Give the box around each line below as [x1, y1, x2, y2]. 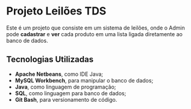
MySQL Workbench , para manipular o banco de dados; [14, 76, 154, 84]
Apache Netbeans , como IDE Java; [14, 70, 104, 78]
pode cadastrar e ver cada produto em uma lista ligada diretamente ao [6, 30, 183, 37]
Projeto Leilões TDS [6, 4, 107, 18]
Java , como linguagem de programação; [14, 83, 116, 90]
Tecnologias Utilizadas [6, 54, 94, 64]
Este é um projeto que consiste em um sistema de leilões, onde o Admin [6, 24, 186, 31]
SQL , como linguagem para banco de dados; [14, 89, 127, 97]
